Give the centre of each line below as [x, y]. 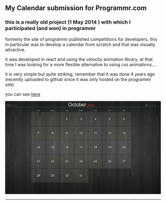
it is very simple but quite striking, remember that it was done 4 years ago [80, 74]
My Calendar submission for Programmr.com [76, 8]
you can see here [23, 94]
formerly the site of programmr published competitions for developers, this [81, 39]
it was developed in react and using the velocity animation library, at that [79, 59]
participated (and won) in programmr [51, 28]
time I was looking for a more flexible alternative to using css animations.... [81, 64]
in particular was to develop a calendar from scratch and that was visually [80, 44]
